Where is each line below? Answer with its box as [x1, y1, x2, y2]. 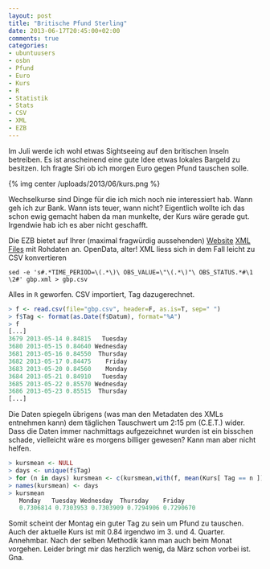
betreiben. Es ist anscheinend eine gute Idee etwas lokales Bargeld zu [8, 155, 240, 164]
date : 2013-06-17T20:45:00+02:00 [8, 27, 121, 35]
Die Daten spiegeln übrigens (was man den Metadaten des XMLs [8, 410, 223, 419]
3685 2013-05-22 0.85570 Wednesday [8, 380, 128, 388]
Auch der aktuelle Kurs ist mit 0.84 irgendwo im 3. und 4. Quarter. [8, 527, 226, 537]
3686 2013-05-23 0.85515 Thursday [8, 387, 128, 395]
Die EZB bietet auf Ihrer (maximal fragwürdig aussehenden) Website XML [8, 235, 251, 245]
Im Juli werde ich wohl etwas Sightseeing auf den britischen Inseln [8, 146, 229, 155]
